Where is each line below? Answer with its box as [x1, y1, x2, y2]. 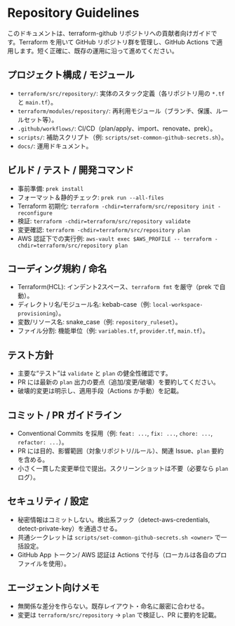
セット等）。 [23, 115, 58, 124]
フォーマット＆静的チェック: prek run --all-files [17, 193, 164, 201]
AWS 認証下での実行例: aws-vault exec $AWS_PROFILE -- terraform [17, 234, 212, 243]
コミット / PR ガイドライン [7, 409, 122, 421]
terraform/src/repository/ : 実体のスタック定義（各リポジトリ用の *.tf [17, 89, 225, 98]
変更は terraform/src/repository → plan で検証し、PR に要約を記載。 [17, 611, 221, 619]
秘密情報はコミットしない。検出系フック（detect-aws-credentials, [17, 515, 210, 524]
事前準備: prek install [17, 184, 84, 192]
